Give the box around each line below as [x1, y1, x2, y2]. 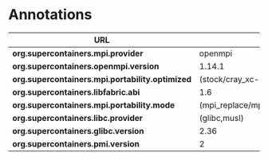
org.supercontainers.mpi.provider [12, 48, 144, 59]
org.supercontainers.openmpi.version [12, 60, 160, 72]
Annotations [8, 6, 93, 24]
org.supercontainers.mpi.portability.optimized [12, 73, 192, 84]
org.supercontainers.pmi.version [12, 138, 140, 149]
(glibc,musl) [199, 112, 245, 123]
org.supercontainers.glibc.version [12, 125, 145, 136]
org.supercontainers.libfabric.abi [12, 86, 140, 97]
